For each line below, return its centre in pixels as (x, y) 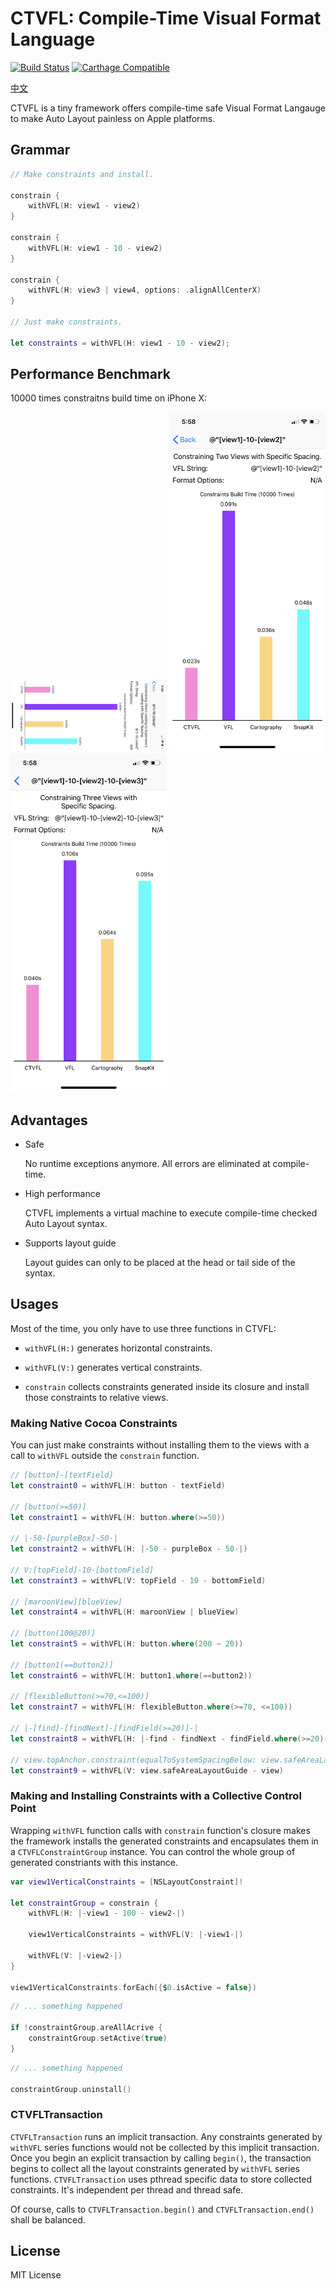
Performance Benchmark (90, 374)
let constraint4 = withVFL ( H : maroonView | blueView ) (125, 1612)
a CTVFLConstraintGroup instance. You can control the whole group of (153, 1851)
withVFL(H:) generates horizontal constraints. (118, 1348)
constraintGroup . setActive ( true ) (98, 2038)
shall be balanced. (48, 2219)
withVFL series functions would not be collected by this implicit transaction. (165, 2147)
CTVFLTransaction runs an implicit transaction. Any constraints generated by (166, 2136)
